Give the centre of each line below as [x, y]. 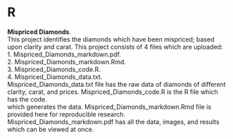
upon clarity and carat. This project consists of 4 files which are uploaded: [115, 47]
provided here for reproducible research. [66, 114]
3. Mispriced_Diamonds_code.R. [54, 69]
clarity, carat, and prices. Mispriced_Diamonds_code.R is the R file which [113, 92]
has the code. [27, 99]
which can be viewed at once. [51, 129]
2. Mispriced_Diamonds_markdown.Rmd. [67, 61]
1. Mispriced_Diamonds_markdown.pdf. [64, 54]
